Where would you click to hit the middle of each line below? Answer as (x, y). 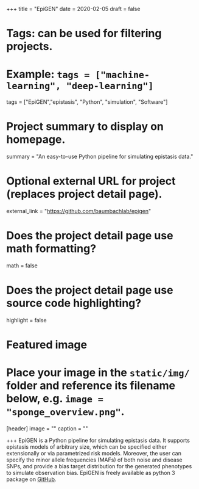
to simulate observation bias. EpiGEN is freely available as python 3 (91, 473)
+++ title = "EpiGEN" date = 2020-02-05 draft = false (73, 9)
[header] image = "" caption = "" (47, 429)
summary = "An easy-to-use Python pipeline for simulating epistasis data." (100, 157)
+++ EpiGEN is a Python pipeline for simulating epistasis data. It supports (98, 440)
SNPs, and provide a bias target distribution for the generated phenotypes (99, 466)
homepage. (36, 139)
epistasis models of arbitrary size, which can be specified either (87, 447)
